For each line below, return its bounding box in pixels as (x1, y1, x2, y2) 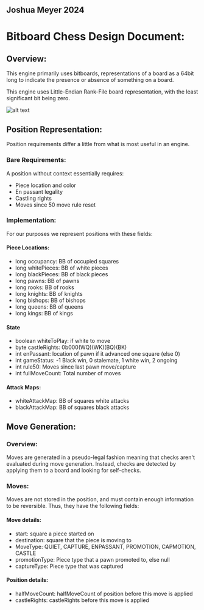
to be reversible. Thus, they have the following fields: (6, 502, 139, 510)
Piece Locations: (6, 244, 50, 251)
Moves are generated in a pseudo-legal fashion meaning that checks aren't (6, 454, 195, 461)
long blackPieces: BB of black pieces (15, 271, 108, 277)
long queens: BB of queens (15, 303, 83, 311)
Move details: (6, 516, 41, 523)
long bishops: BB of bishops (15, 296, 86, 304)
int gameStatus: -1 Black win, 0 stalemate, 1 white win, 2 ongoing (15, 357, 178, 364)
